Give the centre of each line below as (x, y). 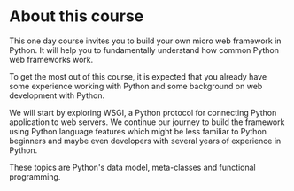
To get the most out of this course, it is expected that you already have (138, 76)
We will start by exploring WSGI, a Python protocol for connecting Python (143, 112)
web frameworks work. (51, 59)
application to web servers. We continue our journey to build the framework (147, 122)
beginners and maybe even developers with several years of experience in (145, 141)
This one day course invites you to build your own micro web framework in (145, 41)
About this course (77, 16)
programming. (35, 176)
